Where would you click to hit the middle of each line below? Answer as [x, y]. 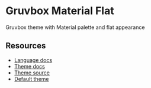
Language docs [33, 60]
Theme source [32, 73]
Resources [26, 46]
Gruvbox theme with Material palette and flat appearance [75, 27]
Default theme [31, 79]
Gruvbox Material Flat [60, 11]
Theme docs [29, 66]
